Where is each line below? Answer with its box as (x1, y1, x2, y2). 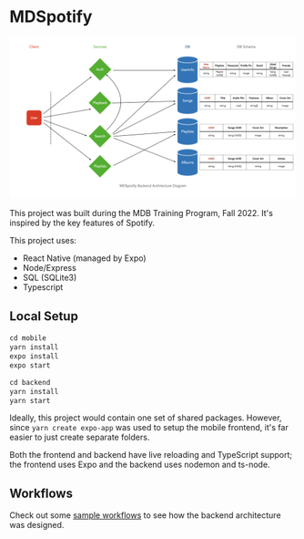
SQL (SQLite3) (22, 272, 77, 284)
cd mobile (9, 334, 47, 343)
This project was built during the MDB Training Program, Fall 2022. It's (9, 208, 273, 219)
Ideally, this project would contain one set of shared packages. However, (9, 412, 282, 423)
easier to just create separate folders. (9, 431, 150, 443)
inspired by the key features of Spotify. (9, 217, 156, 229)
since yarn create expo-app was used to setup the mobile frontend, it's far (9, 422, 289, 433)
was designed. (9, 520, 65, 531)
